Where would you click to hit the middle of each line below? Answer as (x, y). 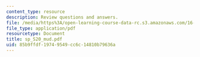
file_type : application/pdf (41, 28)
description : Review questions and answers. (62, 17)
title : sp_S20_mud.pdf (34, 39)
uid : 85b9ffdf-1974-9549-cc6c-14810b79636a (61, 45)
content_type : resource (36, 12)
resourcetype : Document (36, 34)
